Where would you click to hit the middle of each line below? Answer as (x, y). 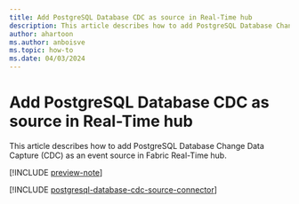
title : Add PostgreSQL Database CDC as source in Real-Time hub (131, 17)
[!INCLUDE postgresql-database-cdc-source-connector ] (113, 189)
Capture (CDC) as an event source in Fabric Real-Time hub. (118, 155)
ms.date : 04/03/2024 (48, 59)
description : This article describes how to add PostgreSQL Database (141, 26)
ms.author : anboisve (48, 42)
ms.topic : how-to (41, 51)
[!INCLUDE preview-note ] (56, 172)
